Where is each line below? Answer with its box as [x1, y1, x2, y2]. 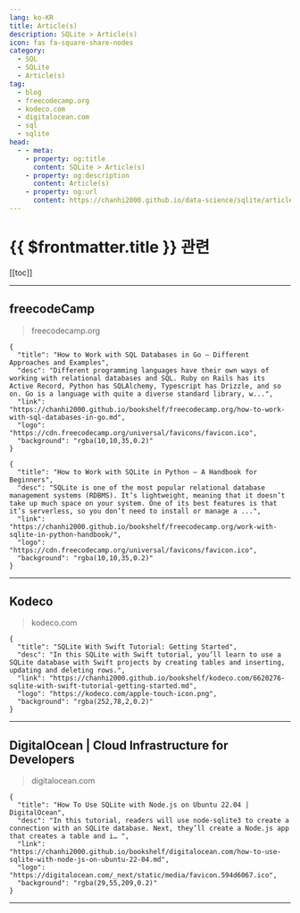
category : [9, 46, 46, 55]
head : [9, 138, 29, 147]
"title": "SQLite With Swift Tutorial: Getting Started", [17, 642, 238, 652]
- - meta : [17, 146, 54, 155]
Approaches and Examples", [9, 358, 110, 367]
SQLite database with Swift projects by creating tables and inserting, [9, 658, 286, 667]
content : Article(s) [32, 180, 110, 188]
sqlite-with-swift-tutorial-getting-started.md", [9, 682, 198, 691]
